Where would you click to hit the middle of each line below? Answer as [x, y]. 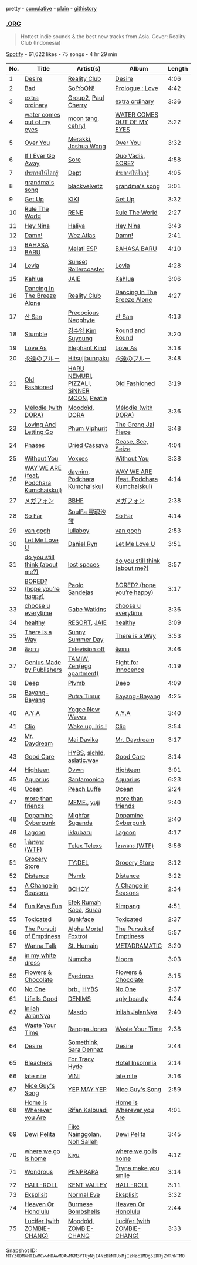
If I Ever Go [40, 156]
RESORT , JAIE [87, 622]
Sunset [77, 262]
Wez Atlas [81, 236]
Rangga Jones [88, 1029]
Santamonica [86, 780]
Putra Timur [84, 696]
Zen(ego [80, 666]
